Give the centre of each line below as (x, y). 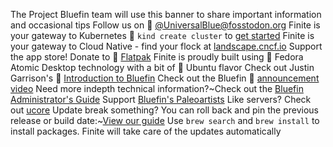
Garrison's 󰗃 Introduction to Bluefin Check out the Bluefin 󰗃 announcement (165, 78)
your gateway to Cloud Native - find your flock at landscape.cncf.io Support (166, 46)
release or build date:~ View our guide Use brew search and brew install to (165, 120)
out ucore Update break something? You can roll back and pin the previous (164, 110)
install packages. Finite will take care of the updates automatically (146, 131)
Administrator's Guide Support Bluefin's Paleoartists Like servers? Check (161, 99)
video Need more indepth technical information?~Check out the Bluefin (157, 88)
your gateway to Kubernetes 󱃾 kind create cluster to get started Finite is (162, 35)
